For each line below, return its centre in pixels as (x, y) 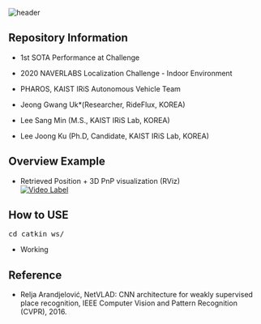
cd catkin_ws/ (36, 234)
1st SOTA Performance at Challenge (80, 58)
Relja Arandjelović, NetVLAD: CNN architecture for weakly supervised (137, 295)
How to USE (39, 215)
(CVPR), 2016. (43, 312)
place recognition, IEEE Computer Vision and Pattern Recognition (128, 303)
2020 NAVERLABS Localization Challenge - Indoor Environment (126, 73)
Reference (35, 275)
